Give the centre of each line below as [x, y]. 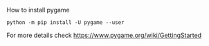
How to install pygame [38, 10]
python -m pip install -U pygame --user [66, 23]
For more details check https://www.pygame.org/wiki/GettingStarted [104, 35]
